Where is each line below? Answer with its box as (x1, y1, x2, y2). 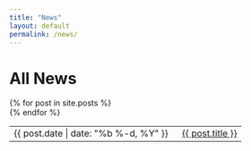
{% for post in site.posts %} (9, 97, 112, 108)
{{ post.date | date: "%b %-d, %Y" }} (13, 127, 169, 139)
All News (9, 68, 77, 88)
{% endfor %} (9, 107, 61, 118)
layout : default (9, 21, 70, 30)
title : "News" (9, 13, 63, 22)
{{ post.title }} (181, 127, 238, 139)
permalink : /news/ (9, 29, 78, 38)
